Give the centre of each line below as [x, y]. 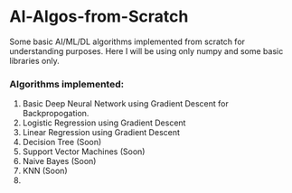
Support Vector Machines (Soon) [84, 152]
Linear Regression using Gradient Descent [101, 133]
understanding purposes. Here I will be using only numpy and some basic [146, 51]
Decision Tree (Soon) [62, 142]
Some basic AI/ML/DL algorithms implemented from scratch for [127, 41]
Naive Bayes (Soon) [59, 161]
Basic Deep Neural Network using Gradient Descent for [125, 104]
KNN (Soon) [45, 171]
